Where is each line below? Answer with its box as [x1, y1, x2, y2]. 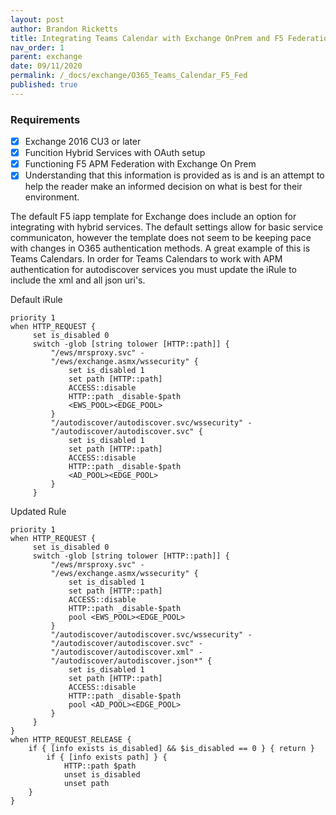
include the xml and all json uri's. [10, 274, 146, 286]
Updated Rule [10, 506, 67, 518]
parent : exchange [10, 52, 83, 62]
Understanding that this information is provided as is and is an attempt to [24, 169, 325, 181]
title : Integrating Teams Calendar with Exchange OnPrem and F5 [10, 33, 284, 43]
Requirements [10, 112, 81, 126]
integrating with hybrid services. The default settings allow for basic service [10, 221, 324, 233]
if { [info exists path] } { [46, 752, 168, 763]
